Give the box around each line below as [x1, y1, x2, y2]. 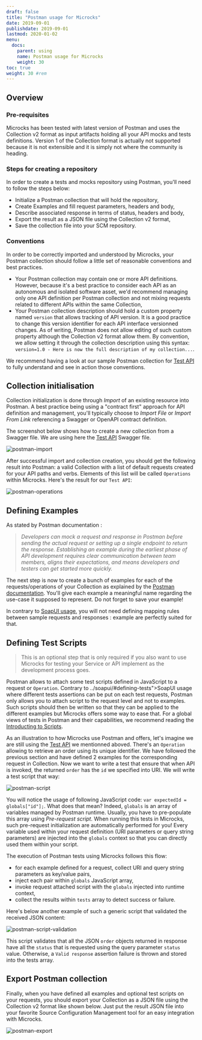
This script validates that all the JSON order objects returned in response [6, 937, 188, 944]
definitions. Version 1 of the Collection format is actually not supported [6, 136, 181, 144]
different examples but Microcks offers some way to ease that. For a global [6, 710, 192, 717]
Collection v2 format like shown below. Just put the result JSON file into [6, 1002, 185, 1010]
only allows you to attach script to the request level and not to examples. [6, 697, 186, 704]
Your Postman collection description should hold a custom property [14, 307, 182, 314]
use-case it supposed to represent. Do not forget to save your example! [6, 596, 183, 603]
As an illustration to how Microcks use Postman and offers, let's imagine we [6, 734, 194, 741]
